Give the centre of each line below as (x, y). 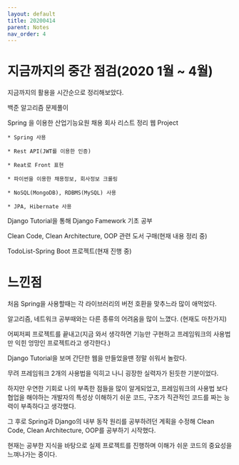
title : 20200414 (31, 21)
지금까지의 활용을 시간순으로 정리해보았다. (66, 93)
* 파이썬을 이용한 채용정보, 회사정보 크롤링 (63, 179)
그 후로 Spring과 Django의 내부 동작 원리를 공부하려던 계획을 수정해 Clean (111, 421)
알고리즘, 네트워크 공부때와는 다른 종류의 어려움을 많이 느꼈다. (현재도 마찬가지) (117, 319)
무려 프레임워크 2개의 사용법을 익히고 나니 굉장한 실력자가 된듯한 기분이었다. (113, 373)
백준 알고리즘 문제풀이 (38, 108)
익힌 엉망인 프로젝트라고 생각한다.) (62, 343)
